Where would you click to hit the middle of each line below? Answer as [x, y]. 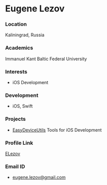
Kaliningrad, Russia [25, 35]
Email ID [15, 166]
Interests [16, 72]
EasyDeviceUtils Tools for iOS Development [57, 130]
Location [16, 24]
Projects [15, 119]
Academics [19, 48]
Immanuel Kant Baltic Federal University [46, 59]
